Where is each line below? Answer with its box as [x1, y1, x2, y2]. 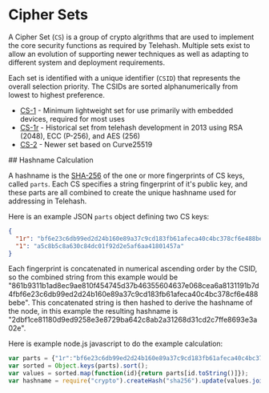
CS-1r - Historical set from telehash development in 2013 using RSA [19, 122, 243, 132]
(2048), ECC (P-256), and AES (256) [19, 130, 141, 141]
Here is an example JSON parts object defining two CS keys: [8, 211, 210, 221]
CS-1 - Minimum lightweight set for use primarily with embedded [19, 106, 234, 115]
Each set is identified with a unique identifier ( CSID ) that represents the [8, 73, 241, 82]
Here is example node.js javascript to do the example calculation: [8, 339, 223, 349]
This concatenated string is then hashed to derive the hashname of [31, 298, 253, 307]
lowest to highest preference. [8, 90, 106, 99]
